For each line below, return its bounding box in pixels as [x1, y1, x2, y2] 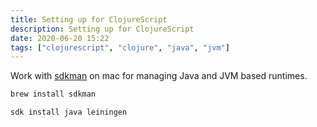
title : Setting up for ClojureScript [10, 14, 168, 25]
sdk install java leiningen [10, 107, 128, 118]
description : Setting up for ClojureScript [10, 24, 195, 34]
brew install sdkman [10, 89, 97, 100]
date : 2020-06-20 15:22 [10, 33, 110, 43]
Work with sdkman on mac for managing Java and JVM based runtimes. [10, 70, 308, 82]
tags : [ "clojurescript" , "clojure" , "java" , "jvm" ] [10, 42, 230, 53]
